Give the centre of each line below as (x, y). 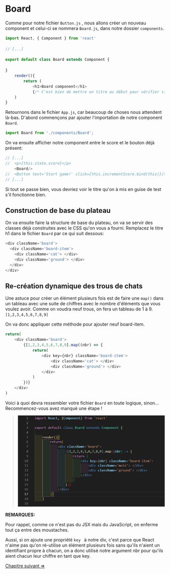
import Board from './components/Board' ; (50, 133)
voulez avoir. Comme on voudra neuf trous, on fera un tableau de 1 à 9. (79, 309)
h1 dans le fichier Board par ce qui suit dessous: (55, 234)
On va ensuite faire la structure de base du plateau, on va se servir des (79, 223)
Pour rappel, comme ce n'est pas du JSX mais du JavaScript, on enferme (82, 524)
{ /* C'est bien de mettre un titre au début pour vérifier (96, 92)
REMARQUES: (20, 515)
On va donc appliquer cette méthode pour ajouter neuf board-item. (75, 324)
